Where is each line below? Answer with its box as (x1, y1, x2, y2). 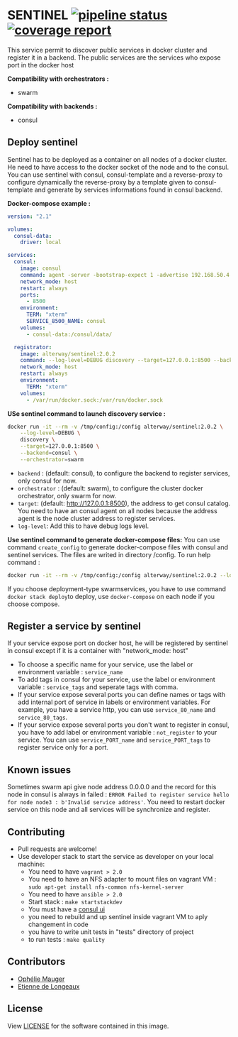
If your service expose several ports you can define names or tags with (17, 691, 225, 699)
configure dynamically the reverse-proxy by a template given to (7, 177, 193, 186)
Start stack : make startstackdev (28, 898, 123, 906)
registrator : (13, 344, 52, 351)
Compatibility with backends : (7, 101, 98, 110)
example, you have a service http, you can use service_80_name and (17, 706, 216, 714)
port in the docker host (7, 60, 74, 69)
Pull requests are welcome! (17, 845, 97, 853)
